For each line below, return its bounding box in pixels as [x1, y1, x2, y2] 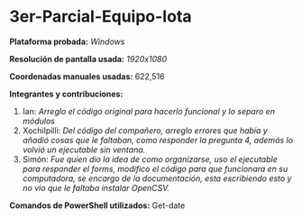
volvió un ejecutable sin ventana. [22, 144, 146, 155]
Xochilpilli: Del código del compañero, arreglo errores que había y [22, 124, 268, 136]
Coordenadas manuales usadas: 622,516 [9, 70, 165, 82]
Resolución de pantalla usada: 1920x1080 [9, 53, 168, 64]
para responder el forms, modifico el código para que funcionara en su [22, 163, 288, 174]
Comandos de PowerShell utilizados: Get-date [9, 200, 186, 211]
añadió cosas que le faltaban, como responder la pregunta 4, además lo [22, 134, 294, 145]
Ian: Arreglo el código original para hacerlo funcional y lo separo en [22, 105, 275, 116]
